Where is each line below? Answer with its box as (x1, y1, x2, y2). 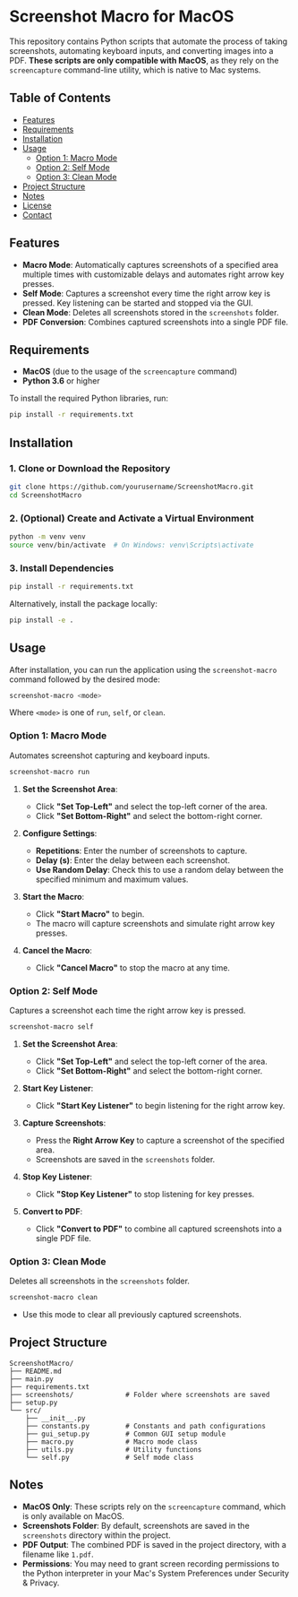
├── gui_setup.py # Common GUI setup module (25, 1429, 226, 1438)
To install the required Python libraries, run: (9, 393, 168, 404)
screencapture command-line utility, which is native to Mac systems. (9, 65, 261, 75)
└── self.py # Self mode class (25, 1453, 194, 1462)
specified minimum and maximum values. (35, 874, 189, 885)
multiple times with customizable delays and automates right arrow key (21, 269, 285, 280)
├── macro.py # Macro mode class (25, 1437, 199, 1446)
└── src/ (9, 1405, 42, 1415)
